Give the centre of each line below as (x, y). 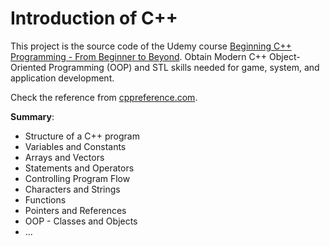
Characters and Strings (72, 189)
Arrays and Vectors (64, 157)
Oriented (28, 67)
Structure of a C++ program (82, 136)
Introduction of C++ (94, 18)
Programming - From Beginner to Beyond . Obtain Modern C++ (139, 56)
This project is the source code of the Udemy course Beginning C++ (151, 46)
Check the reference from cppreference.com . (104, 97)
